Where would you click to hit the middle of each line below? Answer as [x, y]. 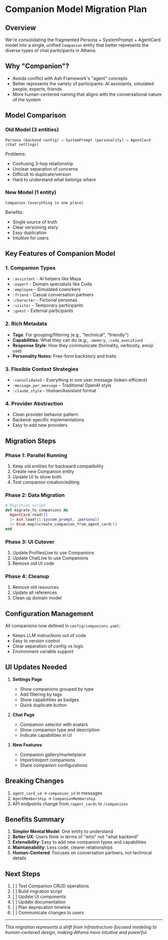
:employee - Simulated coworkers [46, 289]
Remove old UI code [33, 563]
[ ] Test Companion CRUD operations [50, 886]
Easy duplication [29, 232]
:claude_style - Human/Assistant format [54, 391]
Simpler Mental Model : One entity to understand [63, 832]
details [19, 858]
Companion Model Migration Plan [76, 9]
